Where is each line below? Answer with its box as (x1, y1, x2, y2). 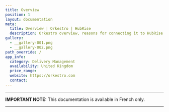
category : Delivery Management (10, 59, 75, 64)
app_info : (5, 54, 26, 60)
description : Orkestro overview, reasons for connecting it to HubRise (10, 31, 163, 36)
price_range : (10, 69, 37, 74)
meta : (5, 21, 17, 27)
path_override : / (5, 49, 42, 54)
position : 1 (5, 12, 30, 17)
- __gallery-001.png (10, 40, 53, 45)
